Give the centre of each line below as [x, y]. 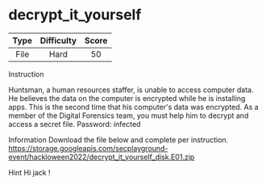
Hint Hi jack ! [29, 172]
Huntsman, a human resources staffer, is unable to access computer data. [131, 90]
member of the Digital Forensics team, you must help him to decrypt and [129, 116]
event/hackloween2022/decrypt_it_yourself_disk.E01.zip [102, 157]
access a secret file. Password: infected [75, 124]
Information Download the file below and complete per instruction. [118, 140]
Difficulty [58, 40]
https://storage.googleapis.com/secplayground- [88, 148]
